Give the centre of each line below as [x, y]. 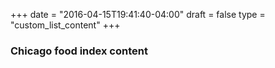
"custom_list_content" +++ [65, 25]
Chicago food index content [79, 51]
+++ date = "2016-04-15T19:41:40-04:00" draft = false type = [138, 14]
